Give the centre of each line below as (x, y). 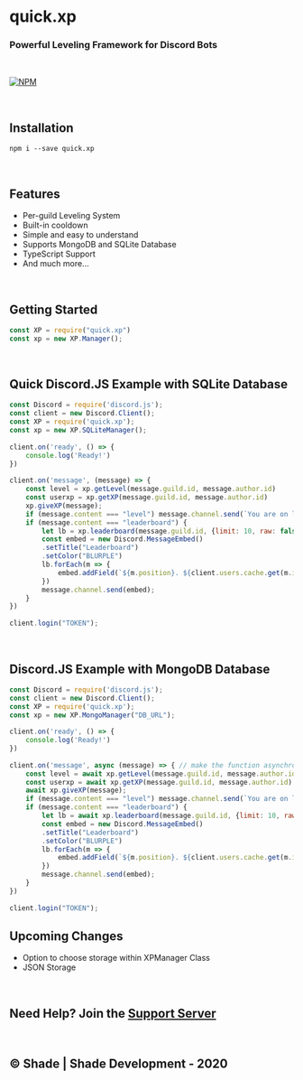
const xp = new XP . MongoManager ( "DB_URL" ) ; (92, 715)
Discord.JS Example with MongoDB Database (140, 669)
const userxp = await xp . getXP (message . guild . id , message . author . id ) (159, 782)
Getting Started (54, 309)
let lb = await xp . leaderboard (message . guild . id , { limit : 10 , (161, 816)
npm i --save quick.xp (52, 149)
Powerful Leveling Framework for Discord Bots (114, 45)
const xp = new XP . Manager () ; (66, 339)
